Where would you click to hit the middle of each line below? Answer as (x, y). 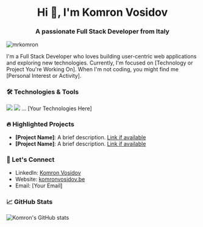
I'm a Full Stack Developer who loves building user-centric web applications (101, 57)
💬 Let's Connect (30, 159)
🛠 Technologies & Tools (43, 92)
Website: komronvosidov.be (50, 180)
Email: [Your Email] (39, 186)
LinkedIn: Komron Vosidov (48, 173)
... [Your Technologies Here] (57, 108)
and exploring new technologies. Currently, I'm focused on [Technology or (100, 63)
